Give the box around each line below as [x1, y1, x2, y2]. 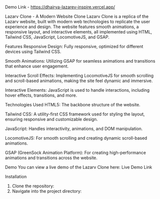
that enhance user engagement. [5, 63, 69, 69]
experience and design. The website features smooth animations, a [5, 24, 139, 30]
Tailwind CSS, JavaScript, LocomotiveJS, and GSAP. [5, 34, 110, 40]
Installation [5, 174, 27, 179]
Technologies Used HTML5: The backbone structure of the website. [5, 102, 141, 107]
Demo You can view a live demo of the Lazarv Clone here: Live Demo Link [5, 165, 152, 170]
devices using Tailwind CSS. [5, 49, 61, 54]
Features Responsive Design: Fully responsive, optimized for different [5, 44, 144, 49]
